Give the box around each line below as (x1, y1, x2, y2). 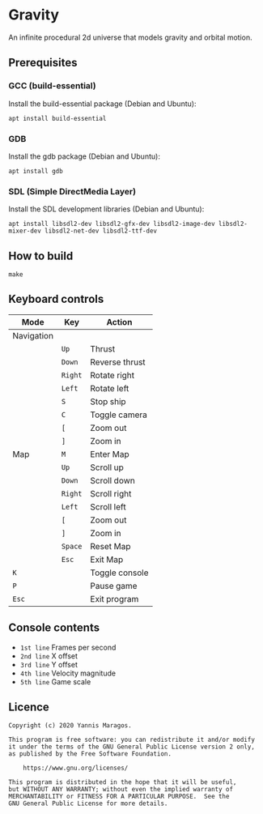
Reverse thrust (90, 356, 146, 368)
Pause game (90, 580, 138, 591)
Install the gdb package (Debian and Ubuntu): (8, 151, 160, 161)
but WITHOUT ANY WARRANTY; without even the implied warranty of (8, 786, 233, 794)
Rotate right (90, 369, 135, 381)
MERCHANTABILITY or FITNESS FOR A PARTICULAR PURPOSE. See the (8, 792, 230, 801)
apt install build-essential (8, 114, 107, 122)
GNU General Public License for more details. (8, 799, 168, 808)
